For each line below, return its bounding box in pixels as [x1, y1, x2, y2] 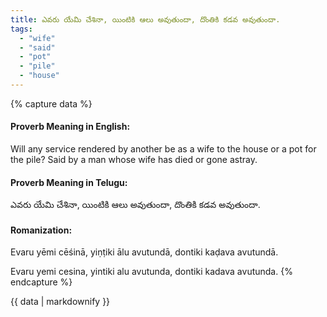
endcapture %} [10, 276, 73, 288]
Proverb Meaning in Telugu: [10, 176, 128, 188]
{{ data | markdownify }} [10, 296, 111, 308]
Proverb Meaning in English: [10, 121, 131, 133]
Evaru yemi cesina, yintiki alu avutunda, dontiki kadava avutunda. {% [10, 266, 293, 278]
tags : [10, 24, 33, 34]
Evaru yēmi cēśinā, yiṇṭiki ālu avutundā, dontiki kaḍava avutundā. [10, 246, 279, 258]
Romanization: [10, 224, 73, 236]
